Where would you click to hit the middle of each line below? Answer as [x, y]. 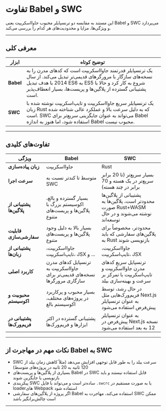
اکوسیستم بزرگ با [65, 204]
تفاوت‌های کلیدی [28, 144]
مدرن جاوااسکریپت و [123, 268]
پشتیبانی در [20, 318]
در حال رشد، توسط [121, 289]
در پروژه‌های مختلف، [67, 298]
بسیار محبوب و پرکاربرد [70, 292]
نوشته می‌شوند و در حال [126, 213]
